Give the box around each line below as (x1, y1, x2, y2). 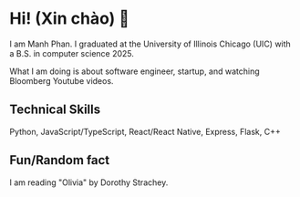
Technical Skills (9, 102, 101, 118)
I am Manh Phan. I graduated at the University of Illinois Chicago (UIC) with (9, 38, 292, 49)
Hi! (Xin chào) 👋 (9, 8, 130, 29)
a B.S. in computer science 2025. (9, 47, 135, 58)
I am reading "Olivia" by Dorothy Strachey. (9, 177, 169, 188)
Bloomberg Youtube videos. (9, 75, 114, 86)
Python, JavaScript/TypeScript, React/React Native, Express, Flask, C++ (9, 126, 281, 137)
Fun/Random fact (9, 152, 110, 168)
